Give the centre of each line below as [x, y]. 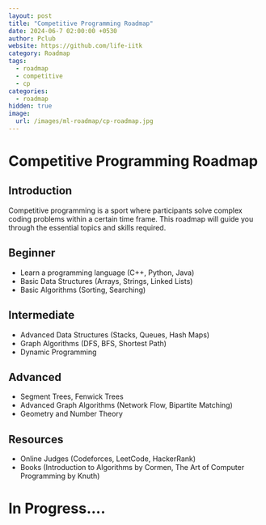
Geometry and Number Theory [72, 414]
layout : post [30, 16]
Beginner [32, 253]
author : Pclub [32, 38]
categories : [28, 91]
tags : [17, 61]
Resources [36, 439]
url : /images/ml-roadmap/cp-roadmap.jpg [84, 121]
